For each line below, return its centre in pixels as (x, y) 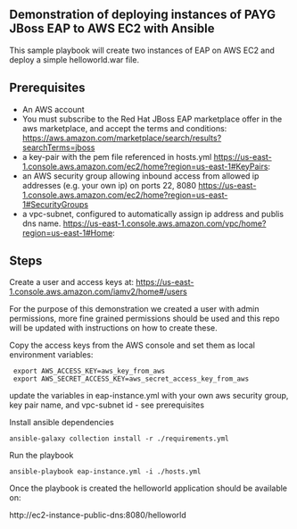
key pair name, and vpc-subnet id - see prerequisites (107, 405)
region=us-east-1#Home (67, 232)
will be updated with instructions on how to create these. (113, 328)
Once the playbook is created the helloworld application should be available (148, 488)
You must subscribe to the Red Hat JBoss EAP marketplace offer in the (152, 119)
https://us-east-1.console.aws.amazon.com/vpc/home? (165, 223)
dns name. (41, 223)
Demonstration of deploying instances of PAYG (143, 15)
